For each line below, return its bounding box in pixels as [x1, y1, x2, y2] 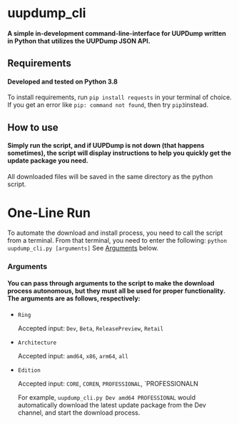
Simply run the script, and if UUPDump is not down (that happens [7, 141, 205, 150]
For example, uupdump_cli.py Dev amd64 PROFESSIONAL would [17, 393, 196, 402]
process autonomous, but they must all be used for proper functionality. [7, 287, 226, 296]
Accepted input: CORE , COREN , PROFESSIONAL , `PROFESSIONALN [17, 380, 198, 388]
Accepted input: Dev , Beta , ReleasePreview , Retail [17, 324, 164, 333]
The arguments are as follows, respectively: [7, 294, 141, 303]
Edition [17, 367, 41, 374]
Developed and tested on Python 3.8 [7, 77, 118, 86]
